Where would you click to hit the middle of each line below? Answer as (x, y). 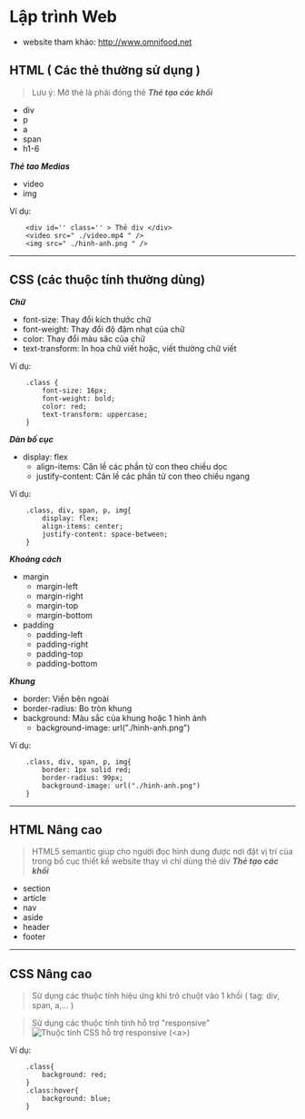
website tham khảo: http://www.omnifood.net (107, 42)
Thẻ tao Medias (39, 166)
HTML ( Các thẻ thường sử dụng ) (105, 70)
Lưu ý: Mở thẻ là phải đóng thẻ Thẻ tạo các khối (122, 92)
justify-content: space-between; (105, 534)
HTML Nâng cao (56, 830)
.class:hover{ (52, 1091)
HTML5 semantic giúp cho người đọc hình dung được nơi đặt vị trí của (162, 852)
